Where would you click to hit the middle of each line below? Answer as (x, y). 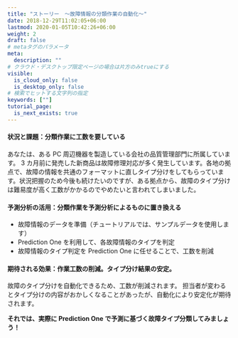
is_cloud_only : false (46, 80)
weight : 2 (22, 34)
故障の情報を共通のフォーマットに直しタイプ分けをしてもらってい (122, 171)
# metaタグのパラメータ (38, 47)
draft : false (27, 41)
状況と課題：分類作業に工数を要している (66, 137)
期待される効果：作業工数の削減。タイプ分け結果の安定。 (91, 268)
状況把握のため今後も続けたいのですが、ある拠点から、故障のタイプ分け (125, 180)
